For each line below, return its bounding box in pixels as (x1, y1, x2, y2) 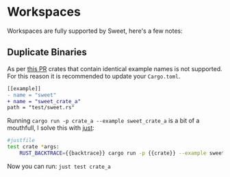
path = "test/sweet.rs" (7, 104, 75, 111)
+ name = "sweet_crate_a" (7, 98, 81, 105)
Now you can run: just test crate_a (7, 162, 111, 170)
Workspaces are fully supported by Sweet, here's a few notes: (7, 27, 183, 35)
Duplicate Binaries (7, 46, 88, 58)
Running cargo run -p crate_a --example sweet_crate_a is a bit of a (7, 117, 200, 125)
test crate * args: (7, 144, 60, 150)
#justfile (7, 137, 36, 144)
